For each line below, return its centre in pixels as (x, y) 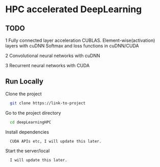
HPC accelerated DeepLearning (74, 9)
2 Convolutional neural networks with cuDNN (53, 55)
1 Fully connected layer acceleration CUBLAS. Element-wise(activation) (80, 40)
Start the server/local (28, 151)
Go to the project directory (33, 113)
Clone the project (24, 94)
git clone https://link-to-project (48, 103)
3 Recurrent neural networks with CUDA (48, 65)
